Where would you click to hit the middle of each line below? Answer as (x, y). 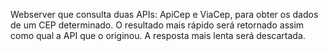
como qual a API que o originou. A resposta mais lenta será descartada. (158, 35)
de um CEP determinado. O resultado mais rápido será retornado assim (157, 25)
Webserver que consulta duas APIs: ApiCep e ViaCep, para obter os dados (164, 14)
